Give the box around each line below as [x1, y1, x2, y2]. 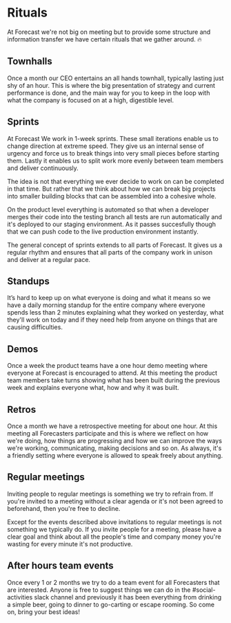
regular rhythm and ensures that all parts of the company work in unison [7, 248, 213, 257]
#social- [192, 586, 216, 594]
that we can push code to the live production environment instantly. [7, 227, 199, 236]
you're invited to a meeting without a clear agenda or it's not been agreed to [7, 496, 223, 505]
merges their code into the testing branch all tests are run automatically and [7, 212, 223, 221]
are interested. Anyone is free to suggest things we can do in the [7, 586, 191, 594]
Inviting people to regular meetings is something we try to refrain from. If [7, 490, 214, 498]
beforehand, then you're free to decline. [7, 504, 121, 512]
